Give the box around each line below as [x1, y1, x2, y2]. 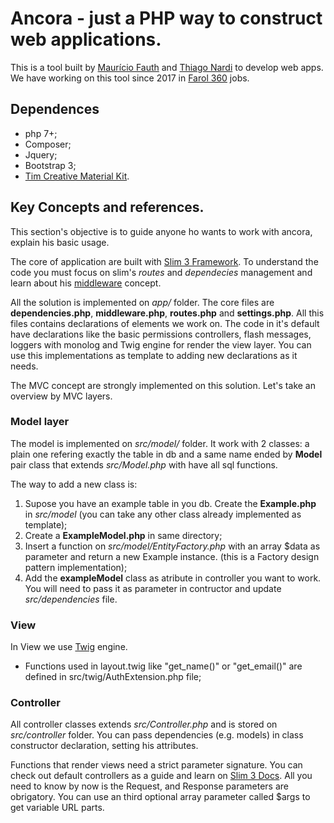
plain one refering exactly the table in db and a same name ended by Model [10, 448, 323, 460]
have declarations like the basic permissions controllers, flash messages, [10, 328, 312, 340]
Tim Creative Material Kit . [24, 170, 130, 182]
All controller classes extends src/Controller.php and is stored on [10, 718, 278, 731]
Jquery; [24, 148, 58, 161]
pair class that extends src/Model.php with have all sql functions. [10, 458, 278, 471]
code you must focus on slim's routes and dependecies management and [10, 266, 313, 278]
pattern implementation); [24, 561, 128, 573]
